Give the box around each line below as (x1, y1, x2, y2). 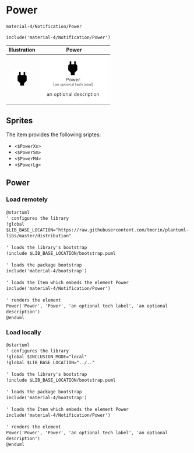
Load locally (6, 328, 41, 336)
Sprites (6, 115, 33, 126)
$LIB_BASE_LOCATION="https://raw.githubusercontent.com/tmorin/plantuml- (6, 227, 189, 233)
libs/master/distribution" (6, 233, 72, 238)
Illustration (8, 46, 36, 53)
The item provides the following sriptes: (6, 131, 101, 138)
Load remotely (6, 195, 48, 203)
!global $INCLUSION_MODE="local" (6, 354, 87, 359)
